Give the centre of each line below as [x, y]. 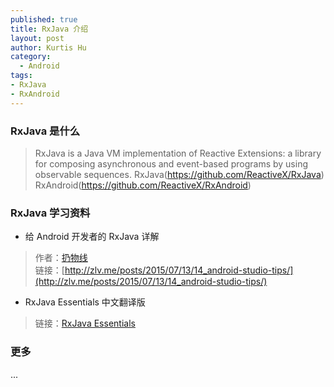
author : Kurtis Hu [48, 47]
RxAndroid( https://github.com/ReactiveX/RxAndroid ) [143, 185]
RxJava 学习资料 [50, 213]
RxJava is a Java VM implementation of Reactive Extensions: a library [178, 153]
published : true [44, 19]
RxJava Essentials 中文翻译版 [85, 302]
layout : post [37, 38]
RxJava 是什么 [45, 131]
